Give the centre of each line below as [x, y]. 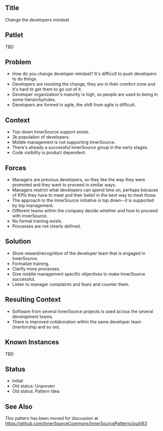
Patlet [14, 35]
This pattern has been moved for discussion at [52, 418]
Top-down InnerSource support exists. [51, 132]
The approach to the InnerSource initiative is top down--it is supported [83, 200]
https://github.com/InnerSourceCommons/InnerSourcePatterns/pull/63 [76, 424]
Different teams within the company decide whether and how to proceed [85, 211]
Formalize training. [31, 263]
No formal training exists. [37, 221]
